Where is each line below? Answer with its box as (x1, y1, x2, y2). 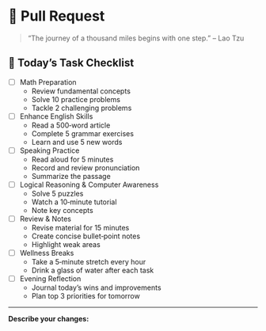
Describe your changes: (8, 314, 89, 324)
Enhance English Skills (19, 111, 93, 121)
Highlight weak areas (31, 240, 101, 249)
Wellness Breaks (19, 249, 74, 258)
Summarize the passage (31, 171, 111, 181)
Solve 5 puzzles (31, 189, 84, 198)
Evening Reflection (19, 274, 82, 283)
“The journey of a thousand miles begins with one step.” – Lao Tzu (27, 33, 245, 43)
